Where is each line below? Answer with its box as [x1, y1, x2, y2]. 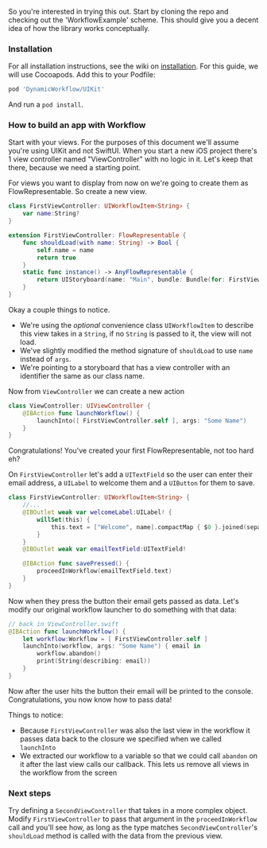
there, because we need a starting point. [8, 163, 141, 173]
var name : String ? [22, 210, 80, 218]
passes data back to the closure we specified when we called [19, 733, 222, 743]
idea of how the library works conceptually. [8, 24, 150, 33]
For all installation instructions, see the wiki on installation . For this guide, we [8, 61, 258, 71]
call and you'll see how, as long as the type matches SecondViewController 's [8, 823, 258, 832]
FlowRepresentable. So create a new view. [8, 187, 147, 196]
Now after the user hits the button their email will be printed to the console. [8, 686, 253, 695]
